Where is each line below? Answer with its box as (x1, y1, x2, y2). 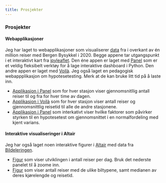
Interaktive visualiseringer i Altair (5, 131, 75, 137)
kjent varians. (12, 119, 40, 125)
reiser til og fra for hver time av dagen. (12, 93, 91, 99)
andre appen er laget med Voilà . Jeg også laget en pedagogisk (5, 68, 133, 74)
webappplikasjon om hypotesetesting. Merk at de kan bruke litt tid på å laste (5, 73, 161, 79)
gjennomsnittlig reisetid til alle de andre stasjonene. (12, 103, 117, 109)
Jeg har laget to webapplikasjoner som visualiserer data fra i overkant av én (5, 46, 160, 52)
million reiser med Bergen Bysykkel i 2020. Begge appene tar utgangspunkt (5, 52, 160, 58)
